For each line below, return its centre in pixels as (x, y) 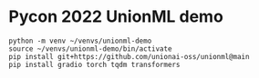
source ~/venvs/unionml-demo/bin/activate (90, 49)
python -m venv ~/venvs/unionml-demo (80, 41)
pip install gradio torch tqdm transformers (94, 64)
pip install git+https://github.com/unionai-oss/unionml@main (129, 56)
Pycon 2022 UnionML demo (116, 17)
